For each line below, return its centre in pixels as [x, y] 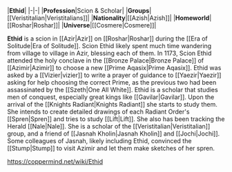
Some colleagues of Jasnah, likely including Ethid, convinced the [99, 141]
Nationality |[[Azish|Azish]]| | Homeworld [151, 18]
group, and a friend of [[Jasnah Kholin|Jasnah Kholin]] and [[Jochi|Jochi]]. [114, 133]
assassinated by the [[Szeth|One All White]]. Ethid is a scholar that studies [113, 90]
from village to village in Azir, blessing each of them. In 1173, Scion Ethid [109, 53]
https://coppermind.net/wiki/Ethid [55, 161]
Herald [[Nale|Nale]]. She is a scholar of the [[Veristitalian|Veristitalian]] [109, 126]
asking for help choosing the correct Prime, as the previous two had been [112, 82]
